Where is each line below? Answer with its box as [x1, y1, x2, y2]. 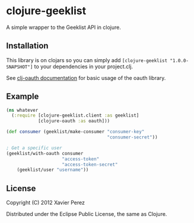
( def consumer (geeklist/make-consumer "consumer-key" [6, 129, 145, 135]
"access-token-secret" [62, 161, 118, 167]
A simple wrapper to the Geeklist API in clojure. [6, 24, 122, 31]
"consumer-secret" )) [107, 134, 158, 140]
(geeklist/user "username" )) [17, 167, 89, 173]
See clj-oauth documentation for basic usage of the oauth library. [6, 74, 166, 81]
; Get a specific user [6, 145, 62, 151]
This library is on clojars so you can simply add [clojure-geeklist [6, 56, 168, 63]
